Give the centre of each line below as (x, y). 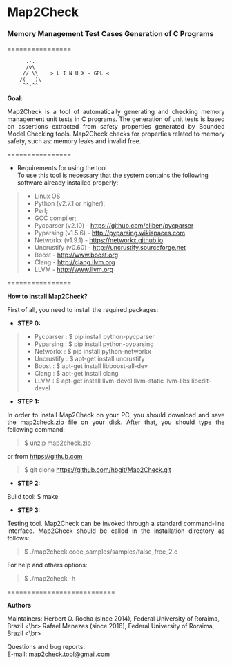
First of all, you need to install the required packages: (83, 310)
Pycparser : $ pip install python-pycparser (95, 337)
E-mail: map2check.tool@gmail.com (59, 654)
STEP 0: (29, 323)
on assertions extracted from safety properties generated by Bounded (116, 127)
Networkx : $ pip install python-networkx (93, 352)
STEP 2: (29, 483)
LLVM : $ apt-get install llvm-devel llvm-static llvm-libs (112, 381)
